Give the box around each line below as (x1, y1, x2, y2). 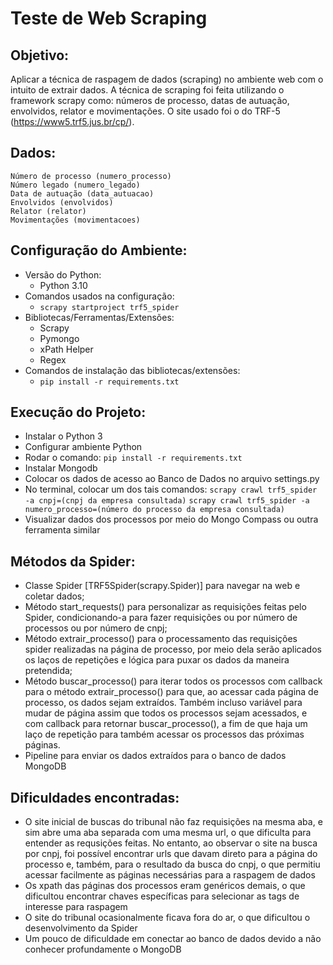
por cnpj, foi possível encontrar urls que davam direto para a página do (24, 848, 318, 860)
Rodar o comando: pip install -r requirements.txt (24, 452, 243, 464)
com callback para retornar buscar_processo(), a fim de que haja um (24, 718, 308, 730)
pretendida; (24, 665, 73, 677)
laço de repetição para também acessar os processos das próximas (24, 728, 305, 741)
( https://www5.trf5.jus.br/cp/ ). (10, 116, 135, 127)
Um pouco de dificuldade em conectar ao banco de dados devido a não (24, 933, 322, 945)
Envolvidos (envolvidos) (10, 197, 114, 207)
